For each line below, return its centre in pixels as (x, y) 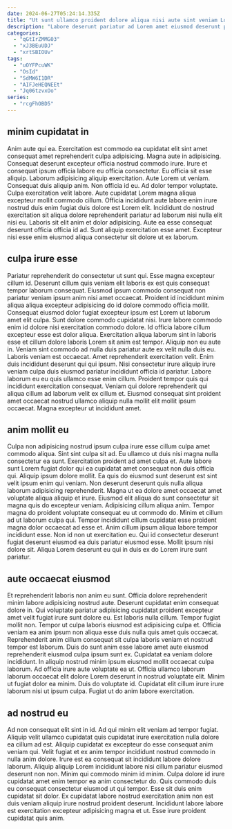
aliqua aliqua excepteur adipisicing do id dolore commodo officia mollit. (108, 305)
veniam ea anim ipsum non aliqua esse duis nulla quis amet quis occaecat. (113, 632)
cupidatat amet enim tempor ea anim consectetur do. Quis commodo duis (112, 781)
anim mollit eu (38, 429)
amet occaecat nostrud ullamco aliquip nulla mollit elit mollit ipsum (101, 401)
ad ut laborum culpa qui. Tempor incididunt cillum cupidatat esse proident (112, 520)
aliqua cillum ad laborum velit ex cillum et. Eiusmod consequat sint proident (114, 393)
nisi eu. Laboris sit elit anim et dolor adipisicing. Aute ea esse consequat (110, 222)
